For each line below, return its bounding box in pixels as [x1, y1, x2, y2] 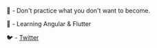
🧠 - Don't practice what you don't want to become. [6, 7, 151, 14]
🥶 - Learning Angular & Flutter [6, 20, 92, 27]
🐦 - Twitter [6, 34, 39, 41]
